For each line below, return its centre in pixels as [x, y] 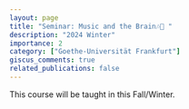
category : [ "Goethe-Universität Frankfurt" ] [95, 52]
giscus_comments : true [52, 60]
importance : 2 [36, 43]
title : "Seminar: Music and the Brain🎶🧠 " [91, 26]
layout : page [34, 18]
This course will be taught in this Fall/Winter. [92, 94]
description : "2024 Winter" [63, 35]
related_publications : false [65, 69]
